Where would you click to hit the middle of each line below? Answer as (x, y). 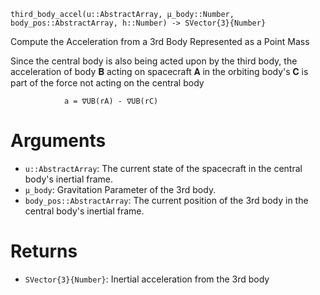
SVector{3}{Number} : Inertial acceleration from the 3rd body (147, 279)
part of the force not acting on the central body (107, 83)
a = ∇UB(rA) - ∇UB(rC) (111, 101)
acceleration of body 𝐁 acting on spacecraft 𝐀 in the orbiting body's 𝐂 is (159, 71)
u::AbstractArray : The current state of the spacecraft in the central (163, 168)
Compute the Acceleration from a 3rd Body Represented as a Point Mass (160, 41)
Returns (44, 251)
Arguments (58, 141)
